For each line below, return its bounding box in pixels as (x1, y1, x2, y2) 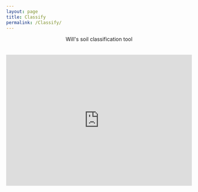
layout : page (6, 8, 38, 15)
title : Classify (6, 14, 46, 20)
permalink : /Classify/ (6, 19, 62, 25)
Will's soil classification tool (65, 36, 133, 43)
